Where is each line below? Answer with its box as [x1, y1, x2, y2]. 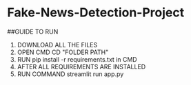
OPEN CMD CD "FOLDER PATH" [17, 48, 109, 56]
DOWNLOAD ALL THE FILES [17, 40, 98, 49]
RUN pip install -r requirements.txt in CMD [17, 55, 137, 63]
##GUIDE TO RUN [7, 27, 59, 36]
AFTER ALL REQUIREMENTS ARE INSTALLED [17, 62, 146, 71]
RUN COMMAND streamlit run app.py [17, 70, 124, 78]
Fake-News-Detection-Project [7, 5, 185, 21]
